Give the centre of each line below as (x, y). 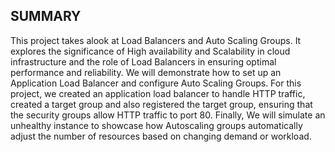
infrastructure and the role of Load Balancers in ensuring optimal (143, 61)
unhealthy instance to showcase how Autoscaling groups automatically (156, 125)
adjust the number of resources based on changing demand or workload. (161, 136)
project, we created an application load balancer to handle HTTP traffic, (158, 93)
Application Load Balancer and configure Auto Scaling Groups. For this (156, 83)
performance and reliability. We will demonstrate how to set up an (146, 72)
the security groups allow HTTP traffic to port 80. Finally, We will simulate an (168, 115)
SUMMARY (46, 16)
